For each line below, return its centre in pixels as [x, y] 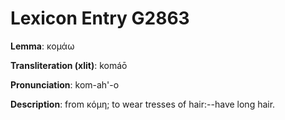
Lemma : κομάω [42, 46]
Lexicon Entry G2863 [100, 18]
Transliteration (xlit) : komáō [69, 65]
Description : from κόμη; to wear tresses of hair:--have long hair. [143, 104]
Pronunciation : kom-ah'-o [65, 84]
